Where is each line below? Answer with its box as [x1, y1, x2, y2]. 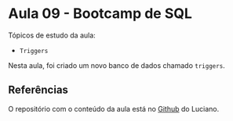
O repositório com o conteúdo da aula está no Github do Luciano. [8, 104, 220, 113]
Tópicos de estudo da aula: [8, 30, 96, 40]
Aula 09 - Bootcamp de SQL [8, 5, 192, 23]
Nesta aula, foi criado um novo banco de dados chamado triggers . [8, 60, 225, 70]
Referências [8, 84, 69, 97]
